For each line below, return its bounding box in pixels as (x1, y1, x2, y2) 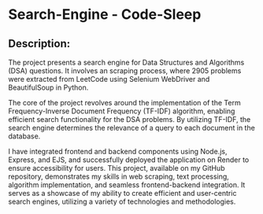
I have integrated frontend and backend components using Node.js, (8, 147, 228, 156)
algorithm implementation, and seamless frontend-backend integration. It (8, 180, 246, 190)
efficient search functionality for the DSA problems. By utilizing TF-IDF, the (8, 115, 251, 124)
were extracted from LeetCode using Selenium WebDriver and (8, 75, 210, 83)
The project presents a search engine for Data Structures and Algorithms (8, 57, 245, 67)
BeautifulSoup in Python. (8, 83, 89, 92)
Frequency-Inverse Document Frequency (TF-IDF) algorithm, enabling (8, 106, 235, 116)
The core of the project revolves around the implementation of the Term (8, 98, 242, 107)
